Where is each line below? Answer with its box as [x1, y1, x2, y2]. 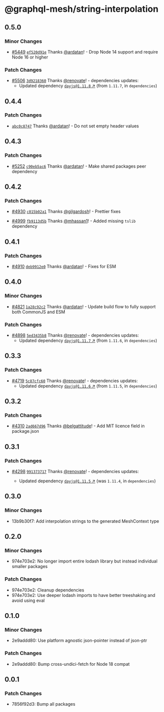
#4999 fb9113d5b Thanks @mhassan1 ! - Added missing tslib [11, 218, 136, 224]
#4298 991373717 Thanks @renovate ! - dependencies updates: [11, 468, 139, 474]
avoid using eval [11, 597, 45, 603]
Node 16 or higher [11, 54, 49, 60]
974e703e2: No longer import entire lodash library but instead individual [11, 558, 158, 564]
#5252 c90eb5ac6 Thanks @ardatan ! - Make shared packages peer [11, 163, 146, 169]
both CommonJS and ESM [11, 309, 65, 315]
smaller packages [11, 564, 48, 569]
